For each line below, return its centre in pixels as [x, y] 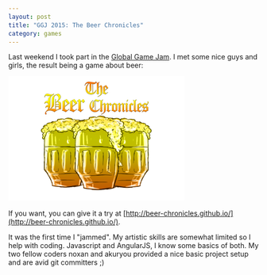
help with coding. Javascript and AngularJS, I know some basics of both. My [133, 246]
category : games [35, 33]
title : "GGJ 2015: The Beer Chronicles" [76, 25]
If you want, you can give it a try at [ [67, 213]
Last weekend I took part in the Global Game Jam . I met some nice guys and [133, 57]
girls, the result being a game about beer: [76, 65]
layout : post [30, 17]
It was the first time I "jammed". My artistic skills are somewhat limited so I [130, 237]
